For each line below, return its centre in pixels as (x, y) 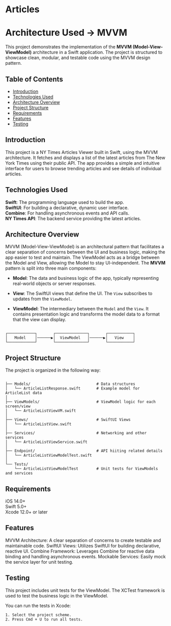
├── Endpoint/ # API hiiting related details (84, 451)
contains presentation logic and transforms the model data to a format (86, 314)
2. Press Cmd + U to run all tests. (44, 619)
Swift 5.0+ (16, 506)
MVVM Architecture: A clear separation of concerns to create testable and (83, 540)
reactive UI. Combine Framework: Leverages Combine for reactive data (80, 551)
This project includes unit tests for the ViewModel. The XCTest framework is (85, 590)
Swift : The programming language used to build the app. (65, 202)
